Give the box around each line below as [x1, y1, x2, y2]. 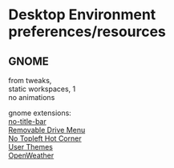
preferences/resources [8, 22, 167, 41]
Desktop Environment [8, 6, 156, 24]
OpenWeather [8, 150, 55, 160]
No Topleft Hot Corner [8, 134, 82, 143]
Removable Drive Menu [8, 126, 86, 134]
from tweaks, [8, 76, 52, 85]
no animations [8, 93, 55, 102]
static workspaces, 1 [8, 84, 76, 94]
